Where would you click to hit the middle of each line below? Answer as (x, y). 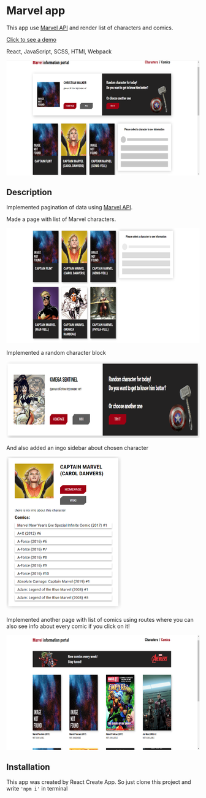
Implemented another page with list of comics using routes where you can (100, 619)
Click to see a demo (32, 39)
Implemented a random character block (56, 352)
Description (29, 192)
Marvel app (36, 11)
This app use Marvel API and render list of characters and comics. (90, 28)
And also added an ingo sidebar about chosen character (78, 447)
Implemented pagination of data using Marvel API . (70, 207)
